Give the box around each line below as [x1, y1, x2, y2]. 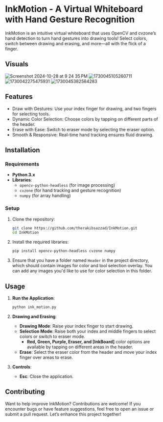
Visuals [5, 60, 28, 68]
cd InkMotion [12, 230, 39, 235]
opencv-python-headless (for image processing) [19, 182, 116, 188]
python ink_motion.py [12, 305, 56, 309]
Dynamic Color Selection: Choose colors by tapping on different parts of [12, 116, 158, 122]
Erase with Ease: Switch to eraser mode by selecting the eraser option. [12, 126, 155, 132]
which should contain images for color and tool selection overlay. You [12, 263, 153, 269]
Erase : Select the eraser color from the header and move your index [19, 349, 157, 355]
